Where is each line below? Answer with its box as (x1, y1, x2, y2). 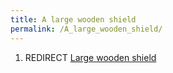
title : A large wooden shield (10, 14, 137, 25)
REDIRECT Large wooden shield (24, 51, 157, 63)
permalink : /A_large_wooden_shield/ (10, 24, 163, 34)
